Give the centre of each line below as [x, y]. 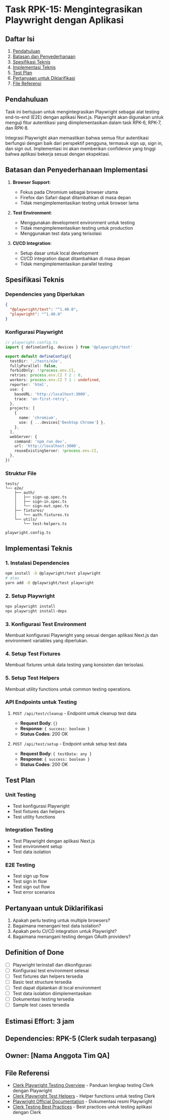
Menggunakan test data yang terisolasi [61, 233]
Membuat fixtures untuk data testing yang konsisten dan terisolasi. [75, 665]
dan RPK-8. [17, 128]
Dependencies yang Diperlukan [45, 294]
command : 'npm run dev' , [41, 441]
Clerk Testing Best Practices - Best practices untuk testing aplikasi [82, 1107]
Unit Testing [21, 795]
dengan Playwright [32, 1091]
